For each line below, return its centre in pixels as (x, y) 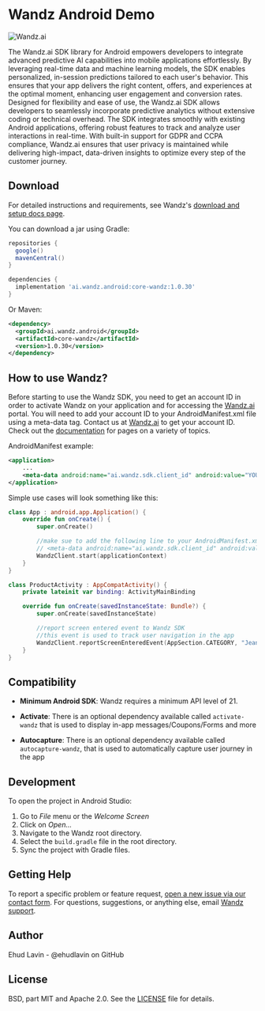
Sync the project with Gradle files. (75, 850)
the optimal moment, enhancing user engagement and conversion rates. (125, 93)
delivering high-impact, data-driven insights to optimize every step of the (127, 153)
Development (42, 782)
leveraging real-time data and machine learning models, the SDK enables (127, 68)
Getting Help (40, 875)
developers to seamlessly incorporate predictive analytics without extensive (132, 110)
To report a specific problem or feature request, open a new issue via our (127, 894)
